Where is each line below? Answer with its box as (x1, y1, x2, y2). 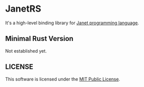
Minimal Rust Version (5, 34, 74, 43)
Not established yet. (5, 48, 47, 54)
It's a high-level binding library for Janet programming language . (5, 20, 139, 26)
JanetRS (5, 3, 41, 15)
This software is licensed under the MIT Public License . (5, 76, 120, 82)
